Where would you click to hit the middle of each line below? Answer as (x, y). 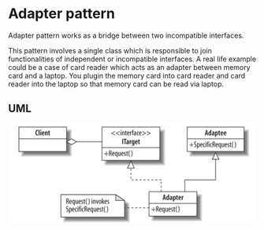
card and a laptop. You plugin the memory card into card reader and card (127, 75)
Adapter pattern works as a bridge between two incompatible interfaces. (126, 35)
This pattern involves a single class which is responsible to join (110, 50)
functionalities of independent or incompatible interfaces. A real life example (132, 59)
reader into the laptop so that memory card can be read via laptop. (116, 84)
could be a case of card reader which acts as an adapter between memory (129, 67)
